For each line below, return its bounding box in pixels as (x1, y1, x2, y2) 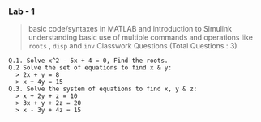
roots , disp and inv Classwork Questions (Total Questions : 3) (28, 41, 237, 51)
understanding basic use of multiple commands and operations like (28, 32, 254, 42)
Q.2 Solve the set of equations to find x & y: (8, 64, 173, 72)
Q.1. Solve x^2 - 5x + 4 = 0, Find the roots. (8, 57, 169, 65)
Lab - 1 (8, 6, 35, 17)
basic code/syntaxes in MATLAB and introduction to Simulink (28, 24, 233, 34)
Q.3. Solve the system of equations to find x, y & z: (8, 85, 198, 94)
